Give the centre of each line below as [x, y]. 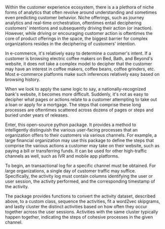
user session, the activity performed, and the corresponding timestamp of [80, 181]
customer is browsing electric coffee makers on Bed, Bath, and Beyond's [79, 58]
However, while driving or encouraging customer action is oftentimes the [79, 33]
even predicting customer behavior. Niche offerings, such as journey [75, 17]
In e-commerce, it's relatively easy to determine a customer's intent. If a [78, 53]
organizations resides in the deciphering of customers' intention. [71, 44]
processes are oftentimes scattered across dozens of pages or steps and [79, 110]
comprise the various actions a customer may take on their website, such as [82, 146]
